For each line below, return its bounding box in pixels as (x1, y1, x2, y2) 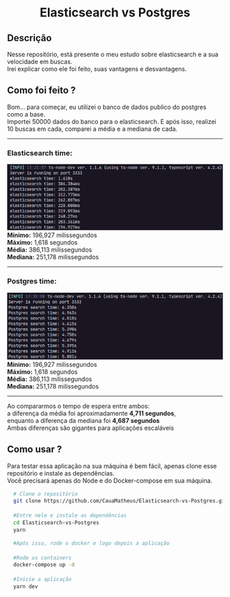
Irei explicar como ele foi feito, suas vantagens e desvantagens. (7, 65, 187, 73)
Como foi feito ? (7, 84, 77, 97)
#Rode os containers (13, 554, 72, 561)
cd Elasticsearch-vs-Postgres (13, 520, 99, 526)
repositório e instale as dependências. (7, 469, 115, 477)
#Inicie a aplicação (13, 576, 72, 583)
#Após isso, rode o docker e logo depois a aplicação (13, 539, 170, 546)
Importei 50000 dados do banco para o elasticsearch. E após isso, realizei (7, 117, 217, 125)
